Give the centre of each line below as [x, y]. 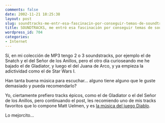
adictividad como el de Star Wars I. [41, 71]
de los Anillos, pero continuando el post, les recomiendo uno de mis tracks [81, 100]
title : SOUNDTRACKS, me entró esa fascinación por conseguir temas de [79, 28]
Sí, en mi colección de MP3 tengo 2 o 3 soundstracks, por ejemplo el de [78, 55]
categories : [17, 37]
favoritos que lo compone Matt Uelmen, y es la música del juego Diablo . [78, 105]
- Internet [16, 42]
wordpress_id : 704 [24, 32]
